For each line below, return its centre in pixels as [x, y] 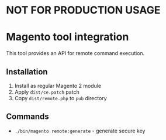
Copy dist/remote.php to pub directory [60, 98]
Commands [28, 117]
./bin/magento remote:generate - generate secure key [80, 131]
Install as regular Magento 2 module [58, 86]
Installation [27, 72]
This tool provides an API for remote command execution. [75, 53]
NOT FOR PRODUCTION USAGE [83, 10]
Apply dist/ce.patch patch [47, 92]
